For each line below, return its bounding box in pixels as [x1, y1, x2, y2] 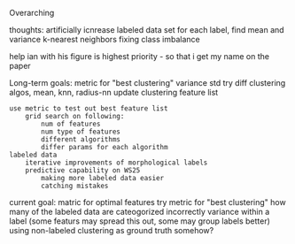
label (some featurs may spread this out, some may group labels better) [9, 216, 270, 226]
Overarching [9, 8, 55, 18]
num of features [41, 119, 101, 128]
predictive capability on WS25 [25, 166, 141, 175]
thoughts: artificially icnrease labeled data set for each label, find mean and [9, 25, 285, 34]
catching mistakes [41, 181, 109, 190]
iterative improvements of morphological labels [25, 158, 208, 167]
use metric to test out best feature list [9, 104, 168, 113]
